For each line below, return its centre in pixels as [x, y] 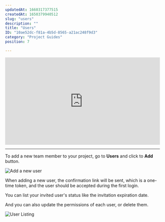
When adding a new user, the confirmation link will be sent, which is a [76, 181]
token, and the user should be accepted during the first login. [77, 186]
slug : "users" [20, 19]
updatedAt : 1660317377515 [31, 10]
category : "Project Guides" [34, 37]
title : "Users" [21, 28]
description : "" [22, 23]
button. [12, 161]
